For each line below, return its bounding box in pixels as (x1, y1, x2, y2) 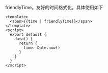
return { (18, 41, 38, 46)
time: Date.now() (23, 45, 60, 50)
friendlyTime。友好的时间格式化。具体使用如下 (5, 5, 103, 10)
